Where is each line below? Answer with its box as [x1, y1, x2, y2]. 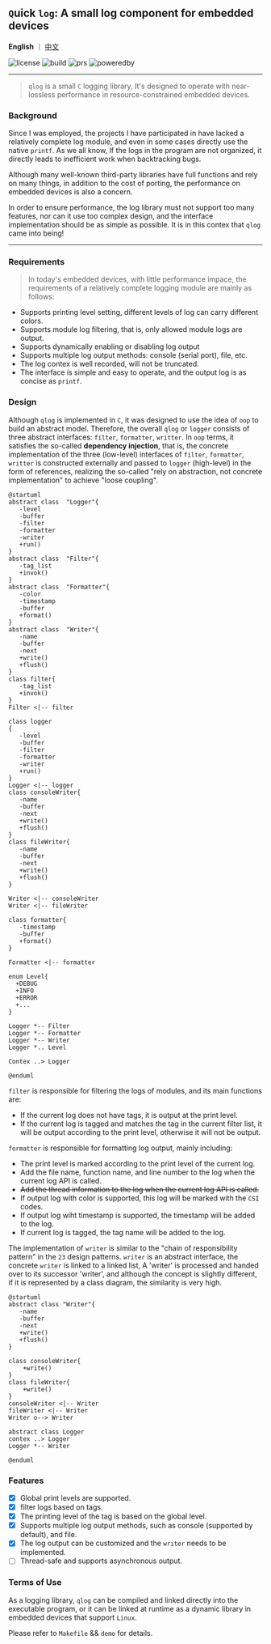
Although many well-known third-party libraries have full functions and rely [8, 170, 258, 180]
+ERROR [15, 993, 38, 1002]
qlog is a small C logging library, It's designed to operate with [27, 81, 230, 91]
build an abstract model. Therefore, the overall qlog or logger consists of [8, 423, 250, 433]
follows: [27, 291, 55, 302]
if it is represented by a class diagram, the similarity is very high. [8, 1277, 223, 1287]
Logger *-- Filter [8, 1022, 70, 1030]
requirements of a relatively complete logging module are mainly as [27, 283, 252, 293]
